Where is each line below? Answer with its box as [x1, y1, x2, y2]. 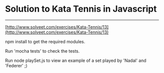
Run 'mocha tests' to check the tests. [5, 48, 80, 54]
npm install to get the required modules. [5, 38, 85, 44]
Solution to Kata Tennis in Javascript [5, 3, 157, 15]
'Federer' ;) [5, 62, 28, 69]
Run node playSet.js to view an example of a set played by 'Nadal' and [5, 57, 146, 63]
